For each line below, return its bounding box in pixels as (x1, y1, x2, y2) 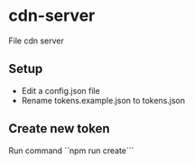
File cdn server (8, 35, 64, 46)
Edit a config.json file (21, 85, 100, 96)
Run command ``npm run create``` (8, 145, 134, 156)
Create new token (8, 121, 110, 136)
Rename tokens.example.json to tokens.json (21, 95, 186, 105)
